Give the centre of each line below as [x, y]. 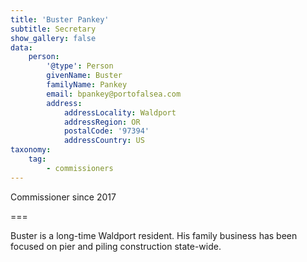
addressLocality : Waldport [120, 112]
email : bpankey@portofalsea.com [114, 94]
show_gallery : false [53, 38]
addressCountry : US [104, 141]
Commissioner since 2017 [63, 197]
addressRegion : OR [102, 122]
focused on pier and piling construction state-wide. [116, 246]
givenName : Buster [84, 76]
